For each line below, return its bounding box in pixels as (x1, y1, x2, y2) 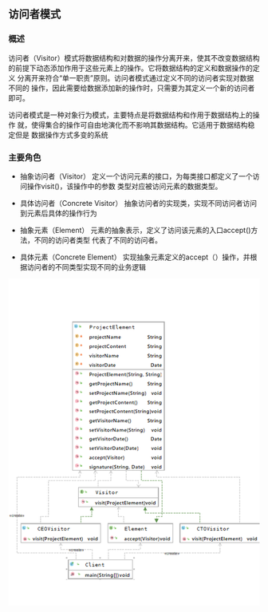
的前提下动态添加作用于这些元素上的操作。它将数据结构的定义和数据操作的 (8, 63, 253, 73)
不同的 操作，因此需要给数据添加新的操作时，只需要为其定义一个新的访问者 (8, 83, 255, 93)
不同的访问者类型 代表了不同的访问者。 (33, 235, 162, 245)
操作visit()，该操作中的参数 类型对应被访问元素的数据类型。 (26, 181, 223, 191)
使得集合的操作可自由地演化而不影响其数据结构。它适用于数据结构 (30, 120, 248, 129)
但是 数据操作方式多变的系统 (14, 130, 108, 140)
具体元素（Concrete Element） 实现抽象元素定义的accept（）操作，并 (19, 252, 250, 262)
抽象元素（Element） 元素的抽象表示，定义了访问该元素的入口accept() (19, 225, 251, 235)
